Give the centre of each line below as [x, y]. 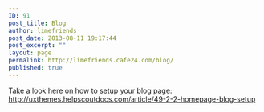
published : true [35, 68]
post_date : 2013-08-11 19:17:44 [62, 38]
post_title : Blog [37, 23]
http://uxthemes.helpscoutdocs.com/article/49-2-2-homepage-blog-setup [132, 99]
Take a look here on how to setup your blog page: [90, 90]
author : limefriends [43, 30]
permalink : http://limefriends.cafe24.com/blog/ [91, 61]
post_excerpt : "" [37, 46]
